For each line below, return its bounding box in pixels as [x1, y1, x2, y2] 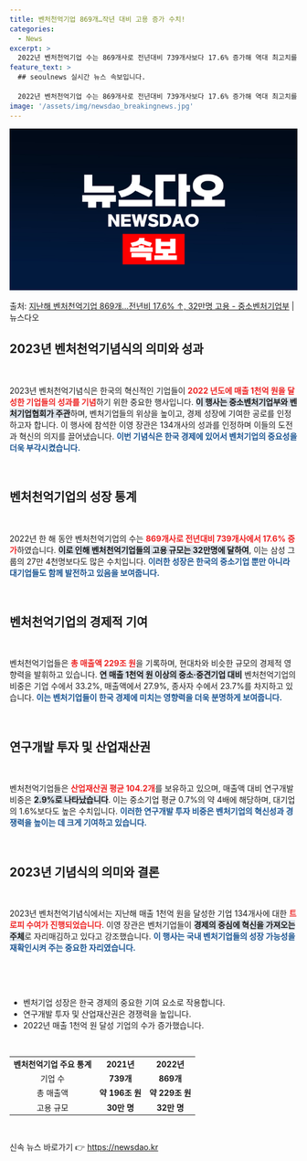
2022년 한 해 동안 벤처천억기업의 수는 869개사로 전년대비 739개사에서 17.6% [9, 533, 286, 544]
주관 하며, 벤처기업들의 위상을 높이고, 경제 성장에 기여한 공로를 [55, 408, 275, 419]
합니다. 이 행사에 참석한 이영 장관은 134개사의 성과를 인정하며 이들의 [33, 419, 277, 430]
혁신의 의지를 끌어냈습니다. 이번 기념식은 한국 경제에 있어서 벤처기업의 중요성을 [18, 431, 298, 442]
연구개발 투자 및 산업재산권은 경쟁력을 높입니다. [22, 1008, 192, 1019]
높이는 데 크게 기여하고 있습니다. [33, 817, 148, 828]
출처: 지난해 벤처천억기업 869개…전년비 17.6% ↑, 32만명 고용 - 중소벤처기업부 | [9, 301, 295, 311]
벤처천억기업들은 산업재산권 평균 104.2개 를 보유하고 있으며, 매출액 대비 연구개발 [9, 783, 294, 794]
